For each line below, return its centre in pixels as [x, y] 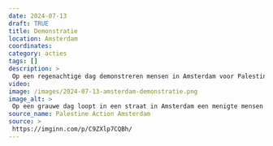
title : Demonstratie [43, 31]
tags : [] [23, 62]
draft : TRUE [28, 24]
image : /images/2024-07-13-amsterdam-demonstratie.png [103, 91]
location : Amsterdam [43, 39]
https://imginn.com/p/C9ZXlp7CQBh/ [72, 129]
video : [19, 84]
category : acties [38, 54]
